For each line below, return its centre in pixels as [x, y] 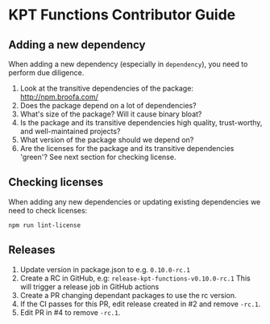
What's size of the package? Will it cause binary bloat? [111, 114]
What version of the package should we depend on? [107, 140]
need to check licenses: [48, 210]
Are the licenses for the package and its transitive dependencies [127, 148]
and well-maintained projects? [70, 131]
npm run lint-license [45, 225]
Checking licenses [56, 182]
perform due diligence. [46, 73]
